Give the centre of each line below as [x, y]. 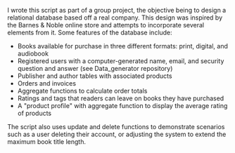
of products [34, 113]
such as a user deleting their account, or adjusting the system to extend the [117, 134]
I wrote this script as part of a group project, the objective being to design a [117, 10]
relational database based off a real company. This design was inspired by [115, 18]
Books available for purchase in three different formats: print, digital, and [123, 46]
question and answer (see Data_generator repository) [95, 68]
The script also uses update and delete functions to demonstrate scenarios [116, 127]
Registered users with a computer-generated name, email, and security [121, 61]
